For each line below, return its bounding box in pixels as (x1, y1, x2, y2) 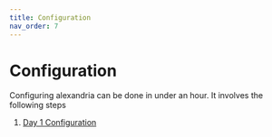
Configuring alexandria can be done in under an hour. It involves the (9, 90, 264, 101)
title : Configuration (9, 13, 92, 23)
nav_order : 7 (9, 22, 59, 31)
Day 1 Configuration (22, 117, 97, 128)
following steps (9, 100, 66, 111)
